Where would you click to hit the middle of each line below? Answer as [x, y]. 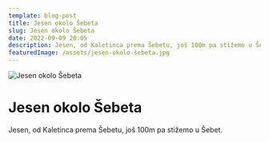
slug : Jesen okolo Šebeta [51, 30]
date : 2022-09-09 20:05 [48, 38]
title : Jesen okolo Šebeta [53, 23]
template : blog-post [43, 16]
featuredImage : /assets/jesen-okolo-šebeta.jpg [89, 53]
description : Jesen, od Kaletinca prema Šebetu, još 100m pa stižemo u [130, 45]
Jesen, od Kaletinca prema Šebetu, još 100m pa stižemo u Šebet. [115, 129]
